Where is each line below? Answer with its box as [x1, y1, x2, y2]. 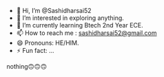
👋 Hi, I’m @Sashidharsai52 [16, 7, 92, 14]
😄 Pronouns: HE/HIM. [16, 38, 79, 47]
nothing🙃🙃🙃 [6, 63, 48, 70]
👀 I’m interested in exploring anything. [16, 14, 125, 22]
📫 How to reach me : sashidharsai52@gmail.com [16, 29, 157, 37]
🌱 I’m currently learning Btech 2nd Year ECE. [16, 21, 144, 29]
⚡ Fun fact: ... [16, 47, 54, 54]
